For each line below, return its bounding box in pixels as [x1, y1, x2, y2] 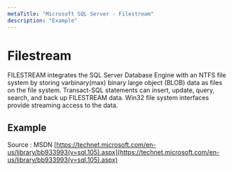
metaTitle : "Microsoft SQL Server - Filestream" [7, 10, 154, 18]
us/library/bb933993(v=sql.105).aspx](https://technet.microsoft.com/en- [7, 148, 220, 157]
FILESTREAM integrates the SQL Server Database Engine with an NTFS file [7, 71, 227, 79]
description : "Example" [7, 17, 78, 24]
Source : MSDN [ [7, 140, 57, 149]
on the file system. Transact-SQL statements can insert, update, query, [7, 86, 215, 94]
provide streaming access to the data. [7, 101, 119, 110]
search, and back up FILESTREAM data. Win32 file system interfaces [7, 94, 210, 102]
